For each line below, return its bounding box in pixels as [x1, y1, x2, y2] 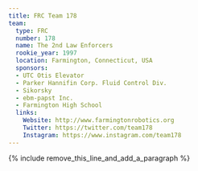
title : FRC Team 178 [8, 11, 78, 20]
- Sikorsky [15, 86, 52, 95]
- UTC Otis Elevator [15, 71, 85, 79]
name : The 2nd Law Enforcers [15, 42, 113, 50]
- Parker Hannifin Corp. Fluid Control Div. [15, 79, 167, 87]
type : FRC [15, 26, 48, 35]
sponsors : [15, 64, 48, 72]
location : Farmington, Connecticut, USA [15, 57, 153, 65]
